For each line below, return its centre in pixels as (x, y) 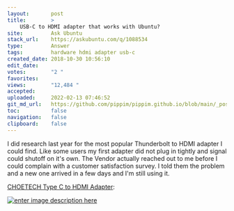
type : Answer (39, 46)
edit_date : (23, 65)
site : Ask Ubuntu (45, 33)
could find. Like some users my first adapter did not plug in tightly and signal (117, 151)
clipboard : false (37, 124)
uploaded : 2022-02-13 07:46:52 (59, 98)
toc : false (37, 111)
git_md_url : (24, 104)
